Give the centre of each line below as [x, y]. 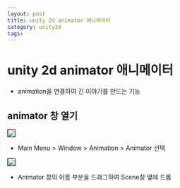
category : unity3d [34, 27]
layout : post [26, 14]
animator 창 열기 [43, 116]
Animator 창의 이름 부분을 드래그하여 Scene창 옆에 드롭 [94, 177]
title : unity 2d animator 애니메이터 [59, 20]
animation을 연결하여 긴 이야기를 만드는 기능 [79, 92]
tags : [15, 33]
